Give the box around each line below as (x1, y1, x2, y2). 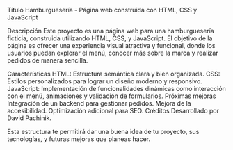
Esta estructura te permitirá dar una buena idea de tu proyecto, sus (7, 128, 200, 135)
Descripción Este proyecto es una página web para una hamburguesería (7, 27, 214, 35)
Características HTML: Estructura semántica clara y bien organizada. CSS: (7, 69, 220, 78)
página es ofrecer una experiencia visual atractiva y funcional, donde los (7, 42, 216, 49)
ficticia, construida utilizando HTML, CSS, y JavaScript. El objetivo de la (7, 34, 213, 42)
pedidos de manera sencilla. (7, 56, 88, 65)
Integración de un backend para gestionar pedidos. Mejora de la (7, 99, 191, 107)
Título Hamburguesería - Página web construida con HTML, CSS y (7, 6, 198, 14)
